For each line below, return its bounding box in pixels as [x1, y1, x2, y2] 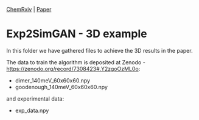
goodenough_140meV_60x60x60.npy [15, 83, 108, 90]
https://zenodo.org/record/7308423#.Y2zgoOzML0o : [6, 65, 141, 72]
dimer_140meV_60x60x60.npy [15, 76, 90, 84]
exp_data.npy [15, 107, 49, 114]
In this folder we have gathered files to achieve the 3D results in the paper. [6, 47, 193, 54]
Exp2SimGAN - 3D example [6, 27, 147, 41]
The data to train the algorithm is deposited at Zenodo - [6, 58, 146, 66]
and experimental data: [6, 95, 65, 102]
